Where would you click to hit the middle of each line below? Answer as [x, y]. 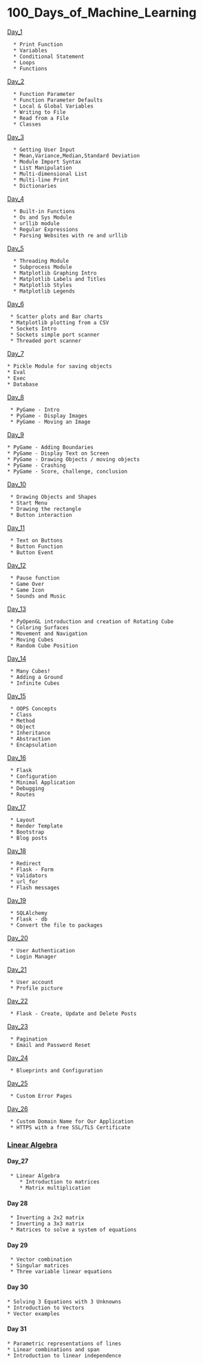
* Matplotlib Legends [44, 291]
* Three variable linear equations [61, 1272]
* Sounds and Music [38, 596]
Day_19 [17, 900]
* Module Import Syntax [47, 161]
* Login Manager [33, 956]
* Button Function [36, 547]
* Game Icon [27, 590]
